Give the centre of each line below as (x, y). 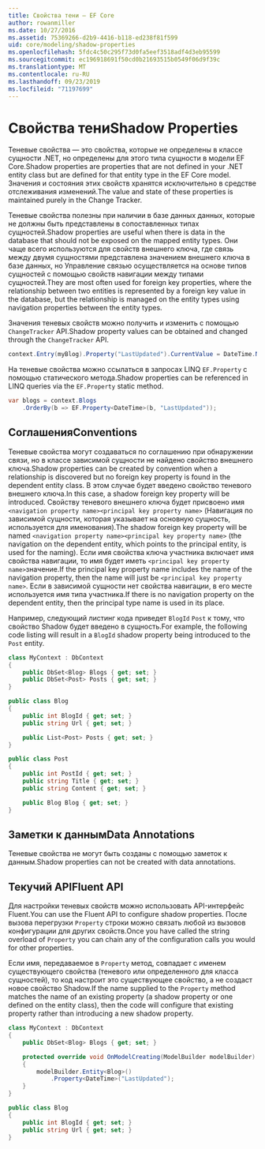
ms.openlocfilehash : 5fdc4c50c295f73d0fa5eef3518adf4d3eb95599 (114, 52)
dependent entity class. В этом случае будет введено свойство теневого (130, 485)
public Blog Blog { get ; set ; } (75, 802)
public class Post (38, 759)
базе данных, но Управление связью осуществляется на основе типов (127, 266)
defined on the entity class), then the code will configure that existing (121, 1005)
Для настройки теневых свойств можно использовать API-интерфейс (126, 906)
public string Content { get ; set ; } (84, 788)
